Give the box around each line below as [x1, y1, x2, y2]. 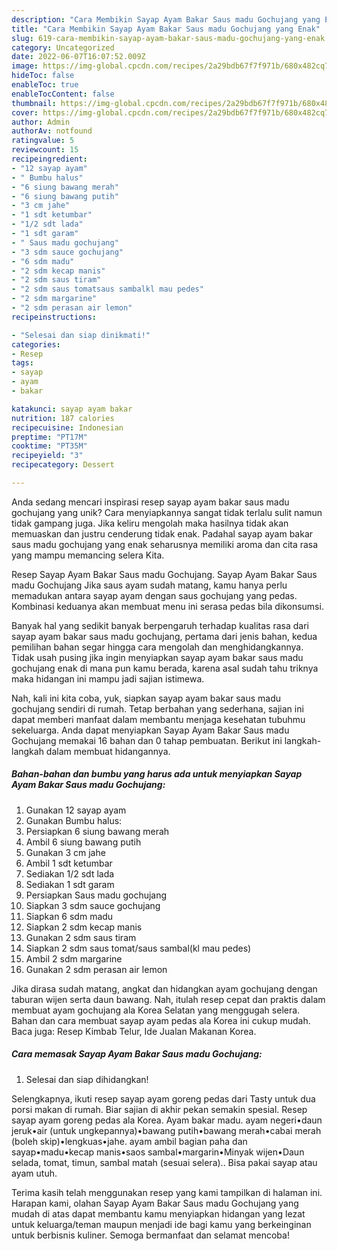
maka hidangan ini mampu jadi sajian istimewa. [11, 672, 205, 685]
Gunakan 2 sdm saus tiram [25, 931, 137, 943]
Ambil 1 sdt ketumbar [25, 857, 113, 869]
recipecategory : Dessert [11, 460, 115, 470]
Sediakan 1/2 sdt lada [25, 867, 115, 880]
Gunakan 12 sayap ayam [25, 804, 127, 816]
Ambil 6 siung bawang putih [25, 836, 142, 848]
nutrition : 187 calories [11, 413, 115, 423]
